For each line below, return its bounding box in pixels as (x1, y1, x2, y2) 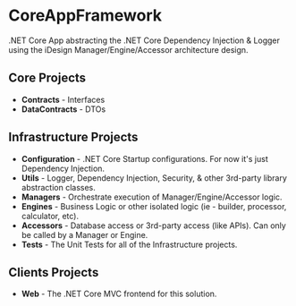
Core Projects (8, 71, 87, 86)
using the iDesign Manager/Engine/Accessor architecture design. (8, 44, 249, 55)
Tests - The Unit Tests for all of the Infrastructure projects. (21, 239, 238, 250)
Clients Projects (8, 265, 99, 280)
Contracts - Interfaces (21, 94, 106, 105)
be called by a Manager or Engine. (21, 229, 148, 240)
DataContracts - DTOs (21, 104, 106, 115)
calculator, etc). (21, 210, 80, 221)
